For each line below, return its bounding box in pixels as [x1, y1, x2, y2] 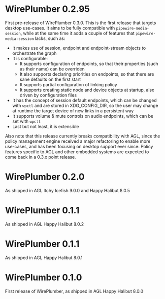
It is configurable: [12, 55, 48, 61]
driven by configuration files [19, 92, 77, 98]
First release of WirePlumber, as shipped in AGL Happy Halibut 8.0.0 [5, 288, 144, 294]
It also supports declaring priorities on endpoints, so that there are [19, 71, 154, 77]
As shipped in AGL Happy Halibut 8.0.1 [5, 255, 83, 261]
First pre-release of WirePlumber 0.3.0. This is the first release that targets [5, 20, 156, 26]
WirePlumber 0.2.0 [5, 171, 85, 183]
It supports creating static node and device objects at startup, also [19, 87, 155, 93]
